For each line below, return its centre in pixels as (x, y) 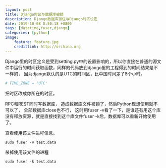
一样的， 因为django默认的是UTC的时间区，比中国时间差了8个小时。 (75, 74)
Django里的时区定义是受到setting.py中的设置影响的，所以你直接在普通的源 (81, 61)
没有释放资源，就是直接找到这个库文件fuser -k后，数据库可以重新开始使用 (81, 116)
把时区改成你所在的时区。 (31, 93)
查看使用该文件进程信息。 (31, 133)
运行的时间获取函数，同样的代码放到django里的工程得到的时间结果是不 (86, 67)
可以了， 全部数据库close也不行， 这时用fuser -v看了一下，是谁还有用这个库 (83, 110)
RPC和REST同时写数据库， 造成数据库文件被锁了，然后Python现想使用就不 (82, 104)
